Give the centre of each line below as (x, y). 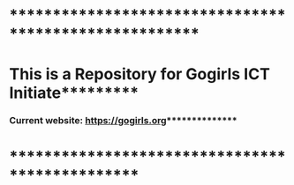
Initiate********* (74, 93)
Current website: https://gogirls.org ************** (123, 121)
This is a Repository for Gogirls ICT (140, 74)
